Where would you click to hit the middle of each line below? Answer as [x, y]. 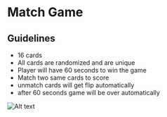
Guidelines [31, 38]
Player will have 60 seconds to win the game [82, 70]
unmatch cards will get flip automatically [76, 85]
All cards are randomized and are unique [76, 63]
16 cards [30, 55]
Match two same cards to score [63, 78]
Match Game [45, 12]
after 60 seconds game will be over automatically [88, 93]
